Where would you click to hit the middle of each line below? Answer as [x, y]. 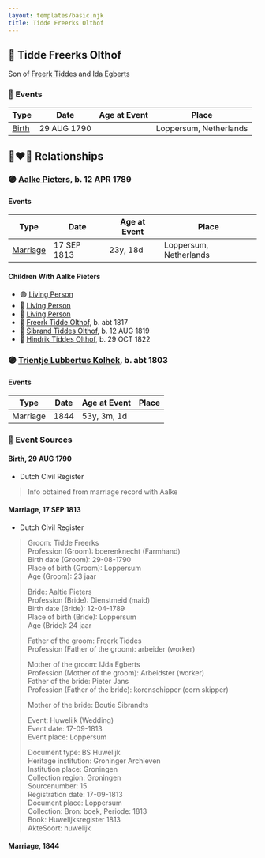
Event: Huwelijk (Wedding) [71, 720]
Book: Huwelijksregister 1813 [74, 819]
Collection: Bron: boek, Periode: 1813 [87, 811]
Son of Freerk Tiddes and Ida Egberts [69, 74]
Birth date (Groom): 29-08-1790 [79, 559]
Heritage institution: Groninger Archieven [94, 761]
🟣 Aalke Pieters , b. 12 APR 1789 [70, 179]
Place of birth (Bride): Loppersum [82, 617]
